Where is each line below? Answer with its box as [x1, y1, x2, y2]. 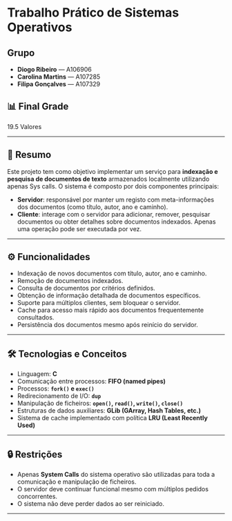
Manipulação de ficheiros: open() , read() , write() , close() [17, 399, 184, 408]
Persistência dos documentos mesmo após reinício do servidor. [17, 321, 198, 329]
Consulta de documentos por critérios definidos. [17, 284, 155, 293]
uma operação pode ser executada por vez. [17, 224, 142, 233]
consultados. [17, 313, 55, 322]
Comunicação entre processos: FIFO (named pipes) [17, 377, 166, 386]
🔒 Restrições [7, 449, 63, 460]
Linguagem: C [17, 370, 57, 378]
